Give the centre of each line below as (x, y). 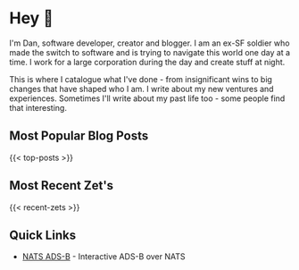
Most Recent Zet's (62, 186)
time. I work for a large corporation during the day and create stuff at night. (147, 62)
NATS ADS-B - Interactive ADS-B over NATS (104, 257)
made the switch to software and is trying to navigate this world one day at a (150, 52)
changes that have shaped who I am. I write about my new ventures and (141, 89)
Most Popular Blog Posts (79, 136)
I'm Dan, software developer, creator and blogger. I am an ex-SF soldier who (149, 43)
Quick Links (43, 235)
